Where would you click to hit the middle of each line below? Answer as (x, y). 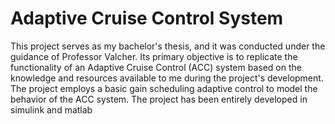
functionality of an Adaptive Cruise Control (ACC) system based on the (156, 67)
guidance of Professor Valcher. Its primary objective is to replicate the (154, 56)
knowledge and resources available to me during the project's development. (167, 78)
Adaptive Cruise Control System (147, 18)
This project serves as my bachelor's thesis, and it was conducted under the (168, 46)
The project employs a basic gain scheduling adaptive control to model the (164, 88)
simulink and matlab (51, 109)
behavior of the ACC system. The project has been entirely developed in (159, 99)
